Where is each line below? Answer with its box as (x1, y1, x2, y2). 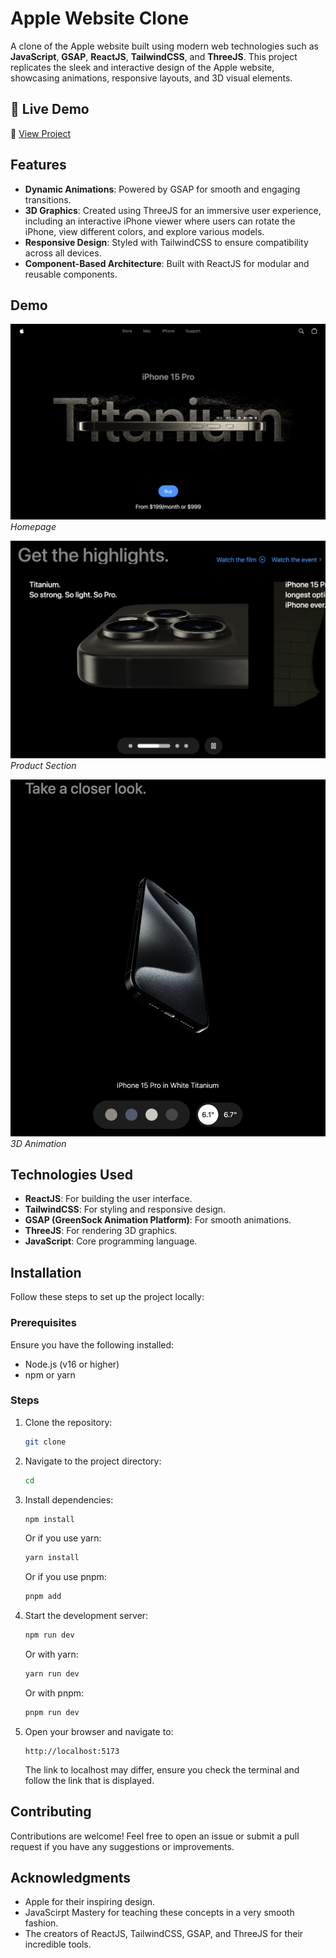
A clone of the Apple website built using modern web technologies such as (10, 40, 319, 52)
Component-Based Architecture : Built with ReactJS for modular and (24, 257, 310, 269)
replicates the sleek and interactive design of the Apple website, (10, 61, 275, 73)
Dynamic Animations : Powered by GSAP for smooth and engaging (24, 183, 301, 195)
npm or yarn (24, 1368, 76, 1381)
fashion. (24, 1917, 59, 1929)
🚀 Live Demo (10, 101, 90, 118)
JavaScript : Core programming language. (24, 1235, 198, 1247)
